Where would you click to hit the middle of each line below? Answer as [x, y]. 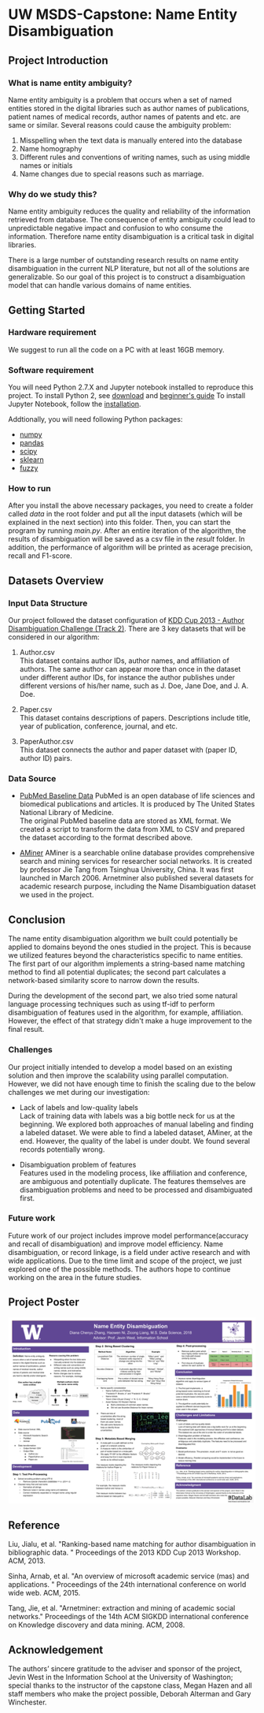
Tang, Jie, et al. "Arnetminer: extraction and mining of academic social [122, 1608]
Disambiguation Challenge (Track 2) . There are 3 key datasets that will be [127, 629]
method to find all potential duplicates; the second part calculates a [117, 972]
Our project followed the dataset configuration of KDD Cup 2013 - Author [126, 620]
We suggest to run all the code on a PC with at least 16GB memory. [116, 349]
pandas [32, 443]
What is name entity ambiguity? [70, 83]
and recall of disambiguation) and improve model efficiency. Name [116, 1244]
